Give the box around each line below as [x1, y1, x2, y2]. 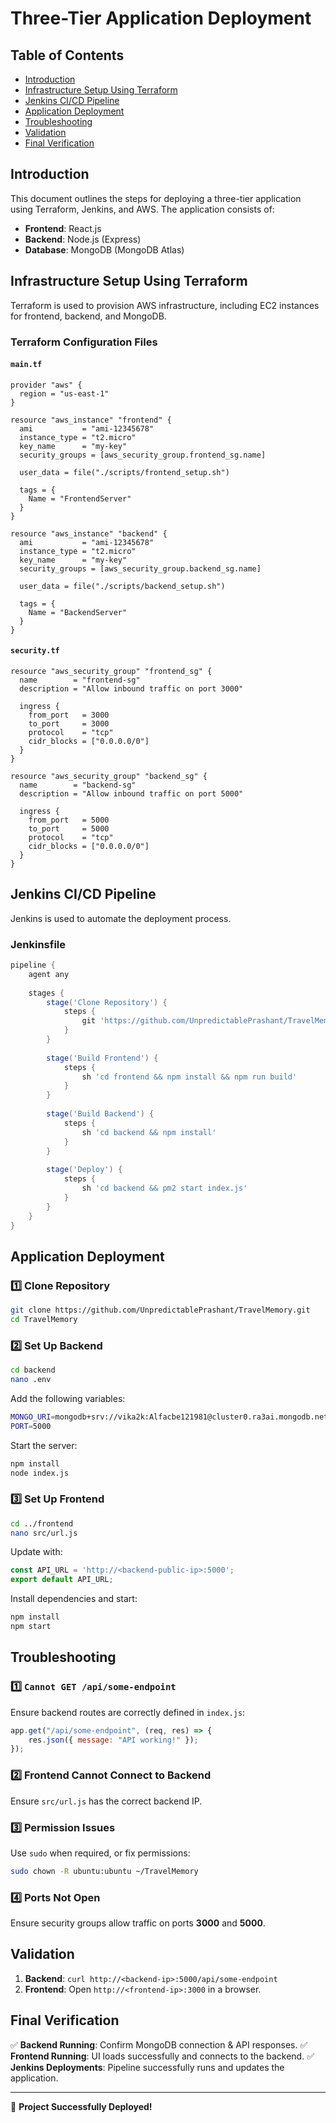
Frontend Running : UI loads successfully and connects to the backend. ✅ [10, 2050, 315, 2062]
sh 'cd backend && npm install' [81, 1127, 217, 1137]
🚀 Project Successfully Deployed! [10, 2100, 153, 2112]
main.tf [10, 360, 43, 370]
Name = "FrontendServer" [28, 493, 132, 504]
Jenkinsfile [10, 937, 67, 951]
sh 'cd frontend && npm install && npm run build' [81, 1072, 298, 1082]
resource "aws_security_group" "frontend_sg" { [10, 666, 213, 676]
